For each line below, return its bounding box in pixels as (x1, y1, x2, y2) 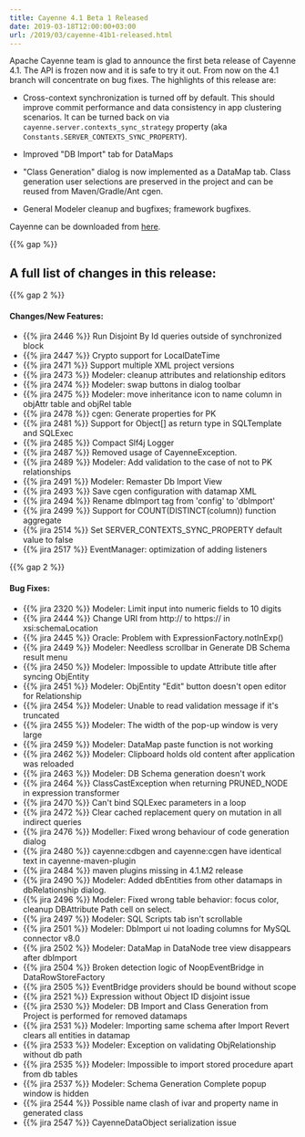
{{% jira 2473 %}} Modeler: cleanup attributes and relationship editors (22, 370, 287, 381)
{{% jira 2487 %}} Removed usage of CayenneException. (22, 447, 238, 458)
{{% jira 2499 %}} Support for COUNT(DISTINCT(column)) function (22, 506, 277, 516)
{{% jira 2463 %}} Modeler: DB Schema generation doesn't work (22, 767, 266, 778)
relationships (22, 466, 71, 477)
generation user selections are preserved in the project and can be (22, 176, 274, 187)
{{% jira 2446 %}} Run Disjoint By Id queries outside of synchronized (22, 330, 282, 342)
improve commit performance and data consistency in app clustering (22, 102, 282, 113)
